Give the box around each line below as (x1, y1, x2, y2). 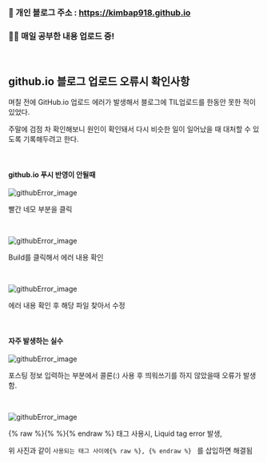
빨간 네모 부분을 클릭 (8, 204, 73, 214)
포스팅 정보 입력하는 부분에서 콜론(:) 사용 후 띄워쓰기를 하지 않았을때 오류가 (8, 371, 241, 380)
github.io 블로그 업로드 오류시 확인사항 (8, 74, 190, 88)
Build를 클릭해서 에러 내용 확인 (8, 252, 104, 262)
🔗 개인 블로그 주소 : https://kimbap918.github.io (8, 6, 191, 18)
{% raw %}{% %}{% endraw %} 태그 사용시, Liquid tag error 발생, (8, 429, 222, 438)
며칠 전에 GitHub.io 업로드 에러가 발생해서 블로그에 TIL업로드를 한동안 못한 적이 (8, 98, 257, 107)
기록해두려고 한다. (22, 135, 79, 144)
